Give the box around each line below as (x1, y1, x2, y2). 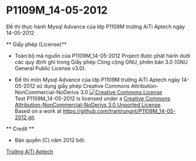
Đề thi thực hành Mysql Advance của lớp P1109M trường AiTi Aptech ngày (6, 23, 185, 30)
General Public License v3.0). (14, 64, 87, 71)
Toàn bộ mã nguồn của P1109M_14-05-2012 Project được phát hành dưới (14, 52, 191, 59)
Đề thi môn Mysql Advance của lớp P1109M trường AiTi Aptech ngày (14, 76, 181, 83)
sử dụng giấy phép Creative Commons (36, 82, 130, 89)
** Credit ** (6, 125, 34, 132)
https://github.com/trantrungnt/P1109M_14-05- (62, 107, 176, 114)
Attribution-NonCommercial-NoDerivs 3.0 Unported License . (14, 101, 162, 108)
